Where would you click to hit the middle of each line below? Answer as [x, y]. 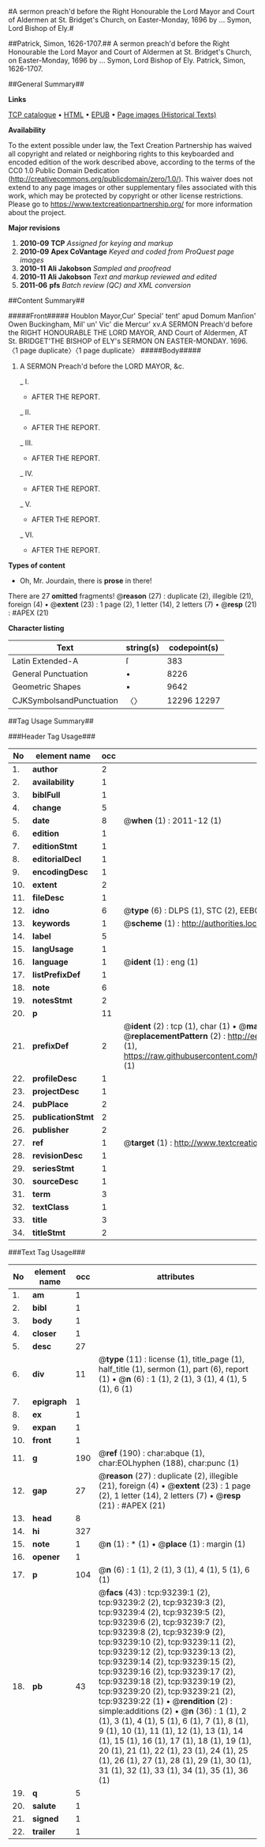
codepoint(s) [194, 648]
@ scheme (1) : [151, 923]
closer [45, 1333]
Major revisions [34, 228]
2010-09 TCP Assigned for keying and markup [96, 243]
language [50, 962]
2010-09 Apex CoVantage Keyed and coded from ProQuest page [127, 251]
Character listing [36, 628]
